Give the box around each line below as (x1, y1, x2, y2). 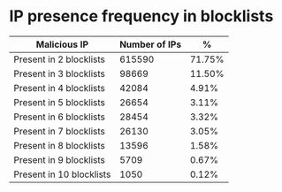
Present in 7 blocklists (13, 125, 106, 137)
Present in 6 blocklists (13, 111, 106, 123)
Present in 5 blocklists (13, 96, 106, 108)
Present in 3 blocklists (13, 67, 106, 80)
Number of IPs (118, 38, 182, 50)
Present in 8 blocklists (13, 139, 106, 151)
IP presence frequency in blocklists (9, 6, 274, 27)
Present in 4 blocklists (13, 81, 106, 94)
